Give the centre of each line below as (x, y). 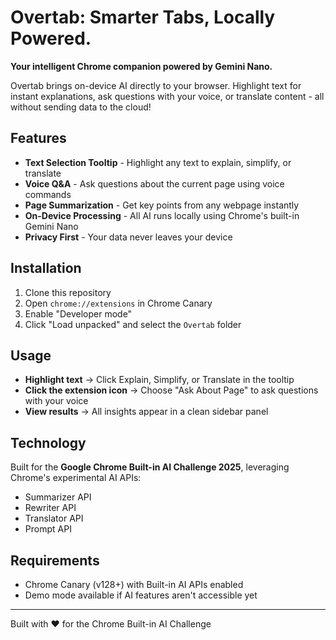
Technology (48, 442)
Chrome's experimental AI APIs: (76, 478)
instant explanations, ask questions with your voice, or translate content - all (167, 96)
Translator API (54, 518)
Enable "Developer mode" (78, 313)
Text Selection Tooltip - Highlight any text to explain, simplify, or (158, 162)
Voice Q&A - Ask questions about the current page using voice (154, 183)
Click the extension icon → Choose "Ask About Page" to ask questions (171, 390)
